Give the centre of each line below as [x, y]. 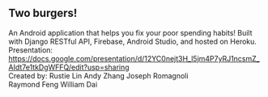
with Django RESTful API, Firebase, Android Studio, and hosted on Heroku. [133, 41]
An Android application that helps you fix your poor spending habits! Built [130, 32]
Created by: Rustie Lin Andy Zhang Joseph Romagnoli [98, 75]
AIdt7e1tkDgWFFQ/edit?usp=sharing [69, 67]
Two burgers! [43, 13]
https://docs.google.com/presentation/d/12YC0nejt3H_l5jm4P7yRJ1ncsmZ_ [134, 58]
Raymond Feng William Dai [53, 84]
